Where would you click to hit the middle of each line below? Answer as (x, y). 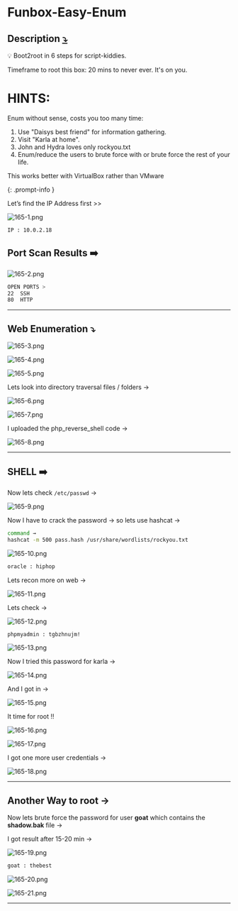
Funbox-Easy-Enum (67, 12)
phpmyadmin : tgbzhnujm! (44, 634)
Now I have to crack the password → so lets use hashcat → (94, 520)
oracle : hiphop (31, 566)
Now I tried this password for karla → (61, 662)
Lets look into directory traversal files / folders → (79, 387)
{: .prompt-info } (31, 190)
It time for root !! (31, 716)
